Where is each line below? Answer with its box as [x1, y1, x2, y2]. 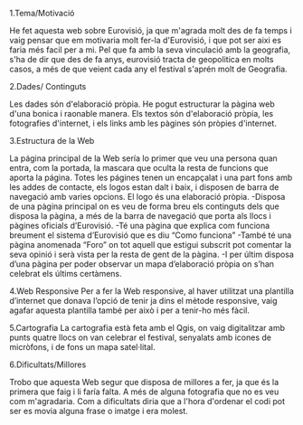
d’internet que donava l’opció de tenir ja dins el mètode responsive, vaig [9, 296, 278, 306]
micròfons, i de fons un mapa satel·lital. [9, 342, 156, 352]
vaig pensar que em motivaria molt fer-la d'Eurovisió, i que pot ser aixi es [9, 35, 282, 45]
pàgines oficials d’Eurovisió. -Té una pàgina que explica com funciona [9, 221, 270, 231]
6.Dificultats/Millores [9, 359, 87, 370]
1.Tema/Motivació [9, 8, 75, 18]
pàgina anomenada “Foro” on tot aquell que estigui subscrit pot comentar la [9, 240, 292, 250]
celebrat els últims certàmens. [9, 269, 122, 279]
